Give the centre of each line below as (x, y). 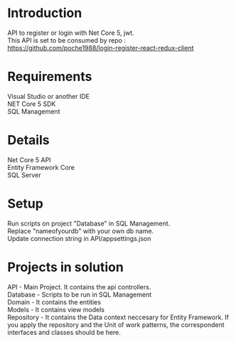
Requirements (50, 77)
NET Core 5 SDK (32, 104)
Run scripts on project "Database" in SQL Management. (89, 223)
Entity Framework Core (41, 167)
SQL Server (24, 175)
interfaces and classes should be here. (64, 332)
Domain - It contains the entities (54, 302)
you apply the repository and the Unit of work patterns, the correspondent (116, 324)
